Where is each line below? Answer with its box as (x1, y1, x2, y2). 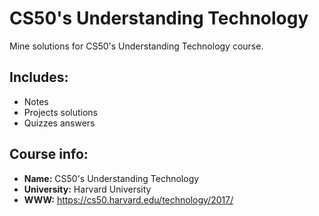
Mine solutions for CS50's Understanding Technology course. (9, 40, 264, 52)
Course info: (9, 146, 89, 163)
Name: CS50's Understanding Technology (23, 172, 200, 184)
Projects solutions (23, 106, 98, 118)
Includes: (9, 69, 69, 86)
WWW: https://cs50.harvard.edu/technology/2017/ (23, 193, 234, 206)
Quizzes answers (23, 117, 96, 129)
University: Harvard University (23, 183, 152, 195)
